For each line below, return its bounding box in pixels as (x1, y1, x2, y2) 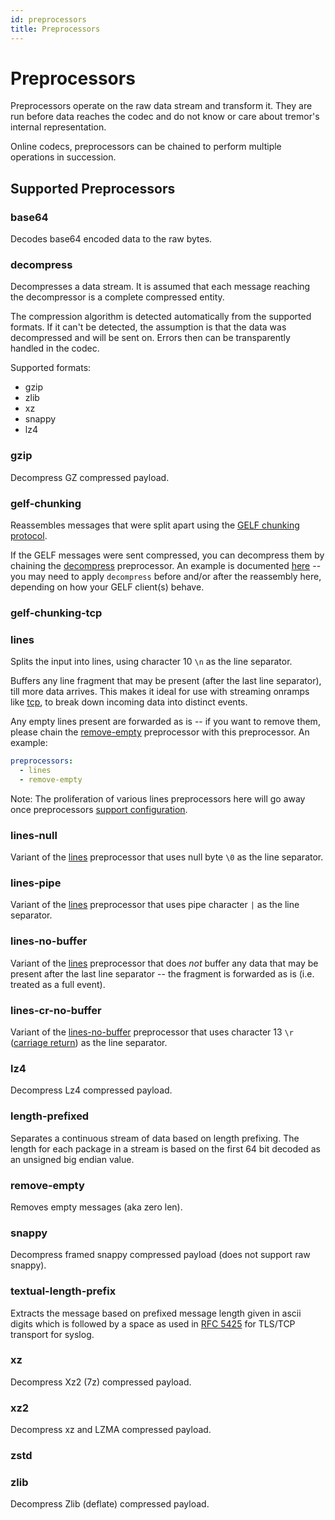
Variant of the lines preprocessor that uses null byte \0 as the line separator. (10, 851, 324, 863)
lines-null (10, 828, 58, 842)
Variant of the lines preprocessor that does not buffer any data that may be (10, 957, 319, 969)
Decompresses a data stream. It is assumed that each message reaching (10, 281, 311, 293)
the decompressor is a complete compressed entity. (10, 291, 225, 303)
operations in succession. (10, 151, 117, 163)
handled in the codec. (10, 342, 100, 355)
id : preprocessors (10, 14, 87, 25)
